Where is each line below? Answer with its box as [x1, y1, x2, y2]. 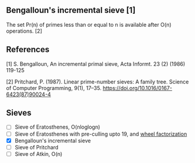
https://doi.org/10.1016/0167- [102, 84, 173, 91]
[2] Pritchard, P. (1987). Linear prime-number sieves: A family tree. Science [6, 78, 189, 85]
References [6, 44, 50, 55]
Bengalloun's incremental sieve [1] [6, 5, 136, 15]
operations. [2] [6, 27, 43, 34]
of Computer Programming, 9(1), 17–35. [6, 84, 102, 91]
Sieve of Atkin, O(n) [14, 150, 63, 157]
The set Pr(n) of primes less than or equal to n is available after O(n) [6, 21, 172, 28]
